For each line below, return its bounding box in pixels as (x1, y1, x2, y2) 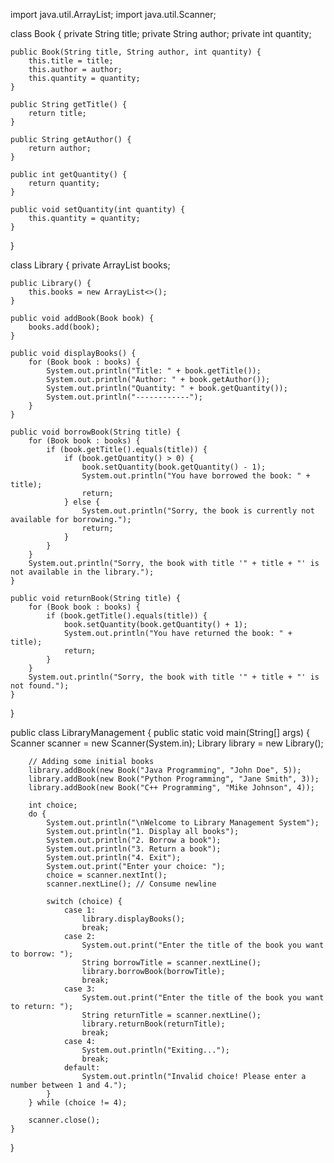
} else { (63, 497, 101, 507)
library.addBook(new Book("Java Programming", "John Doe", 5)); (28, 765, 302, 775)
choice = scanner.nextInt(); (46, 870, 168, 880)
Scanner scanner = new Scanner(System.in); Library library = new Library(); (10, 737, 324, 749)
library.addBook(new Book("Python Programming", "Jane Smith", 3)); (28, 774, 320, 784)
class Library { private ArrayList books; (10, 259, 171, 271)
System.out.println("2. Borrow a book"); (46, 835, 222, 845)
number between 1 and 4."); (10, 1080, 128, 1090)
